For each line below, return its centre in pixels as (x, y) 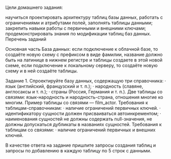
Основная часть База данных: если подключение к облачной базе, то (82, 49)
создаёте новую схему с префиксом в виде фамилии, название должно (84, 54)
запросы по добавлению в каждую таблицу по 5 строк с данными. (78, 151)
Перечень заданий (26, 39)
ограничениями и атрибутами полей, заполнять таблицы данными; (79, 23)
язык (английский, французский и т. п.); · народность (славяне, (74, 86)
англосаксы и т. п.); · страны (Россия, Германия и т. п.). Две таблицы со (84, 92)
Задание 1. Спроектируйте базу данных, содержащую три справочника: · (86, 81)
